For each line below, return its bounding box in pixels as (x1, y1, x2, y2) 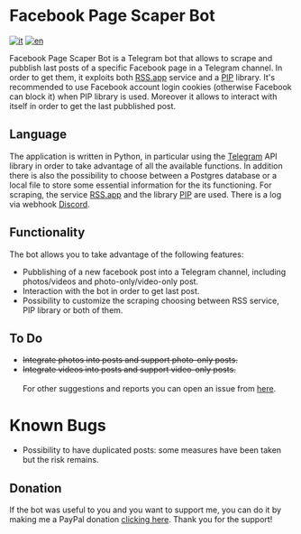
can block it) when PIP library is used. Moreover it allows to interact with (9, 91, 278, 102)
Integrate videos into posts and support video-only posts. (22, 364, 236, 375)
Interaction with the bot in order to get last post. (22, 285, 200, 296)
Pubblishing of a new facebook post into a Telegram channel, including (22, 266, 287, 277)
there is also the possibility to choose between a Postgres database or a (9, 170, 278, 180)
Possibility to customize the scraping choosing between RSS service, (22, 295, 279, 306)
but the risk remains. (22, 455, 99, 465)
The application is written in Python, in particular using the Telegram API (9, 151, 278, 161)
